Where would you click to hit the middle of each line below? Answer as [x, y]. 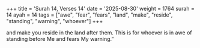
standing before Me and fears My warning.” [60, 39]
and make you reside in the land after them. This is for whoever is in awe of [99, 33]
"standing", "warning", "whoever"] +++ [55, 21]
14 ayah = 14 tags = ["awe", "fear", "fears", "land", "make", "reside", [89, 15]
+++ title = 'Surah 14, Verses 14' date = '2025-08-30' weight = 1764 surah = [101, 9]
